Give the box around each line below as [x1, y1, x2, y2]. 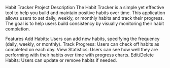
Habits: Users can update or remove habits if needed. [5, 57, 117, 63]
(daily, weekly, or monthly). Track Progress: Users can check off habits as [5, 41, 160, 47]
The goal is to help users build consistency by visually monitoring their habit [5, 20, 164, 26]
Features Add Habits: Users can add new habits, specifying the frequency [5, 36, 160, 42]
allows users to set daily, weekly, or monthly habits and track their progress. [5, 15, 164, 21]
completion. [5, 26, 30, 32]
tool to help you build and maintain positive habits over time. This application [5, 10, 165, 16]
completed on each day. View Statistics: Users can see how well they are [5, 47, 158, 52]
